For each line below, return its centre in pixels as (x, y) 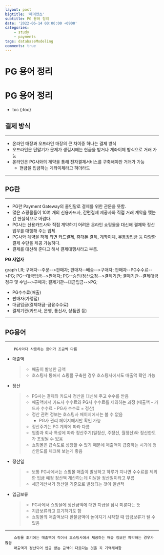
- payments (25, 37)
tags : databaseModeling (29, 41)
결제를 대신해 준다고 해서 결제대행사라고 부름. (55, 249)
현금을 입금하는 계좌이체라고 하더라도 (55, 168)
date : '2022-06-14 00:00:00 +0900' (41, 23)
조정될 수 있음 (50, 439)
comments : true (20, 46)
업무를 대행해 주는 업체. (34, 231)
